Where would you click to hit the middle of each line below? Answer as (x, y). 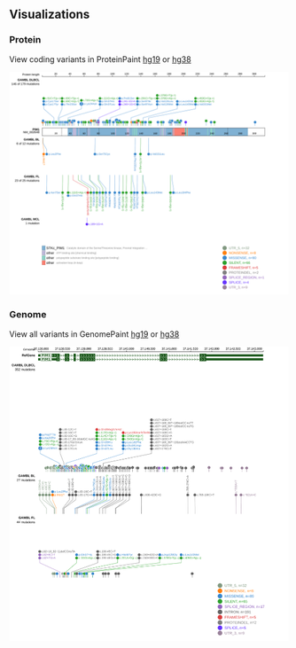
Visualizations (50, 15)
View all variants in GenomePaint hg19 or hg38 (94, 334)
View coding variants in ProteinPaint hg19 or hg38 (101, 59)
